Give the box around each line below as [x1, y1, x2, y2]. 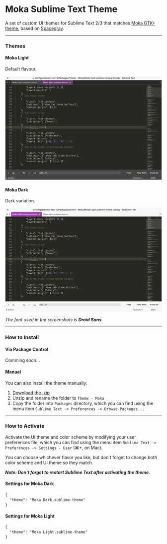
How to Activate [5, 423, 45, 430]
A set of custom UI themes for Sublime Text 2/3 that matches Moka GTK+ [5, 20, 156, 26]
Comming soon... [5, 357, 40, 363]
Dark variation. [5, 198, 36, 204]
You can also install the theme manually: [5, 380, 88, 386]
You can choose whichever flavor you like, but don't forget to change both [5, 454, 158, 460]
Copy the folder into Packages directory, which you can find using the [12, 400, 154, 406]
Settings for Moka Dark [5, 481, 54, 487]
